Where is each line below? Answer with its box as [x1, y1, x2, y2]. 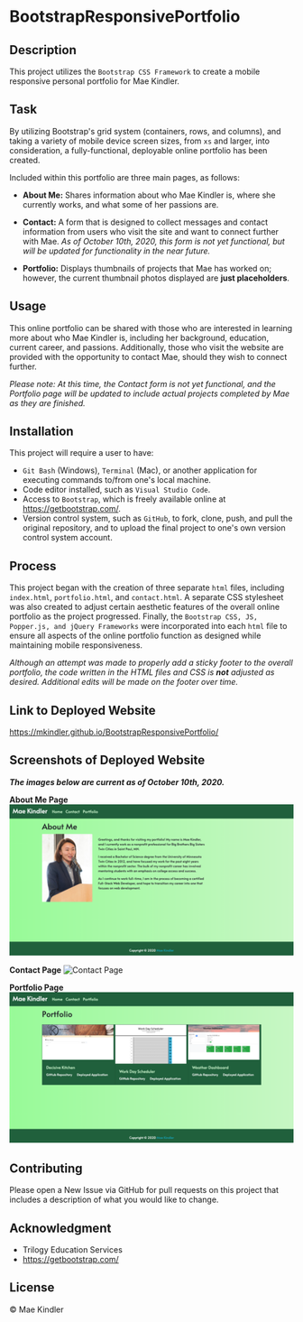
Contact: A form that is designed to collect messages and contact [22, 217, 269, 227]
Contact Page [9, 964, 61, 975]
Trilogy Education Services [22, 1244, 124, 1255]
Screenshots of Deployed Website [9, 753, 206, 768]
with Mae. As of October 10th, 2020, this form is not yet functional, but [22, 236, 286, 246]
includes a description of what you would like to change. [9, 1194, 219, 1206]
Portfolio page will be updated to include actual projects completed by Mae [9, 388, 290, 399]
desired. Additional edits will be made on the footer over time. [9, 677, 239, 688]
